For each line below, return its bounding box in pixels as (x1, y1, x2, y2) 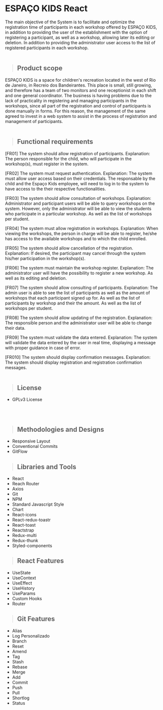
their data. (5, 325, 26, 331)
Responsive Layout (12, 438, 51, 444)
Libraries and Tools (17, 462, 76, 471)
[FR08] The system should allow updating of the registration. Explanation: (5, 315, 153, 320)
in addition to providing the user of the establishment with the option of (5, 29, 147, 35)
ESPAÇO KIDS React (5, 3, 88, 14)
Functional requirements (17, 138, 93, 146)
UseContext (12, 575, 36, 581)
